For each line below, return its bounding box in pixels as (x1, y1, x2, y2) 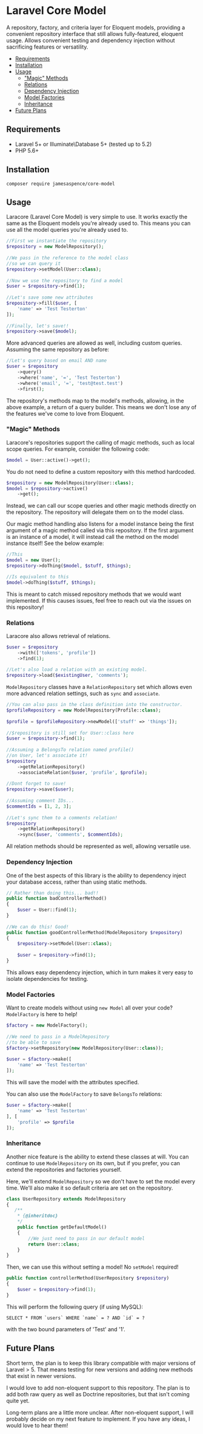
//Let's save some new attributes (6, 294, 94, 301)
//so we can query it (6, 260, 61, 266)
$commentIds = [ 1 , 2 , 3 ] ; (6, 803, 72, 809)
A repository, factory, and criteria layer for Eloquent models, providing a (6, 24, 185, 31)
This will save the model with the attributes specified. (6, 1079, 139, 1086)
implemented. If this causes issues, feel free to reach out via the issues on (6, 597, 192, 604)
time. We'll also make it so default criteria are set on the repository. (6, 1184, 173, 1191)
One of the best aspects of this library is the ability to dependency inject (6, 871, 187, 879)
